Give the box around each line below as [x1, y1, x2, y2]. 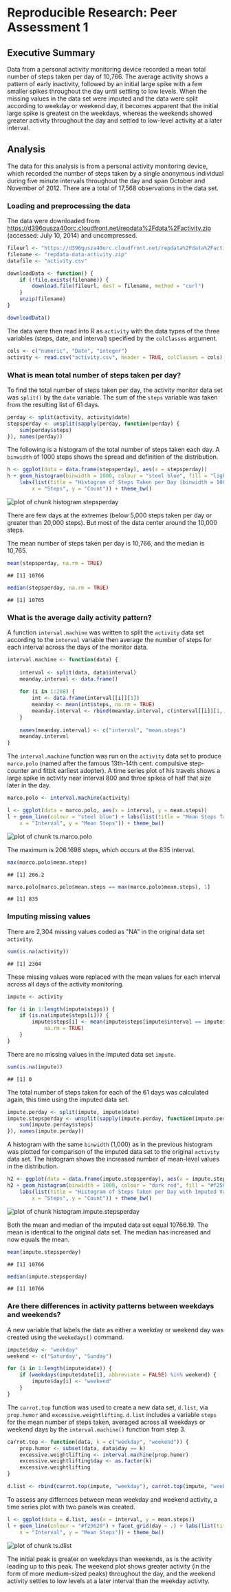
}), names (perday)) [7, 433, 63, 440]
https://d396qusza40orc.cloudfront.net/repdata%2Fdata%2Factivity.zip [7, 224, 212, 232]
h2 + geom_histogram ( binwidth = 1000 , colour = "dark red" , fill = [7, 1182, 205, 1189]
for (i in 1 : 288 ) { [19, 688, 76, 695]
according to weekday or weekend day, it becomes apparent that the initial [7, 102, 219, 110]
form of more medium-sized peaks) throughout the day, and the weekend [7, 1569, 215, 1578]
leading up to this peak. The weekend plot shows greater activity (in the [7, 1562, 210, 1570]
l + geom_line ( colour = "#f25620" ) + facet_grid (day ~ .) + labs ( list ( [7, 1522, 217, 1529]
